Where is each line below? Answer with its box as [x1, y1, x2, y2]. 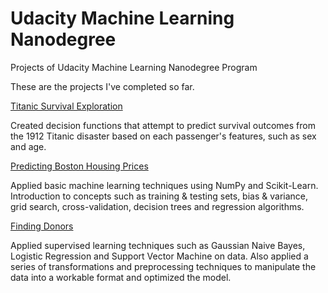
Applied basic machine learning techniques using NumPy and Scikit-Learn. [10, 179, 319, 191]
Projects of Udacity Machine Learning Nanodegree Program [10, 61, 258, 73]
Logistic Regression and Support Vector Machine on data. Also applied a [10, 250, 309, 262]
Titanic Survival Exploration [10, 100, 123, 112]
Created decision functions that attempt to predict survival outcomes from [10, 119, 316, 131]
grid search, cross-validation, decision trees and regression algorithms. [10, 200, 305, 212]
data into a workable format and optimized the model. [10, 271, 232, 283]
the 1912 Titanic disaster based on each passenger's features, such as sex [10, 130, 317, 142]
